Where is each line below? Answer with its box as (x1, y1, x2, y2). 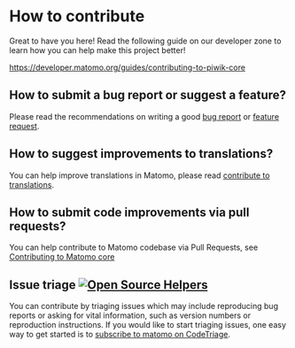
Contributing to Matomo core (9, 251, 115, 262)
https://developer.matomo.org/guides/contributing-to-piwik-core (9, 62, 246, 73)
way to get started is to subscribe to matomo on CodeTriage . (9, 329, 230, 340)
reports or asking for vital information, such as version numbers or (9, 310, 251, 321)
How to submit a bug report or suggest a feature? (9, 88, 286, 103)
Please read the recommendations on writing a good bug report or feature (9, 111, 280, 121)
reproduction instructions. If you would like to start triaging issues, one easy (9, 320, 286, 330)
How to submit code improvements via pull (9, 205, 250, 220)
